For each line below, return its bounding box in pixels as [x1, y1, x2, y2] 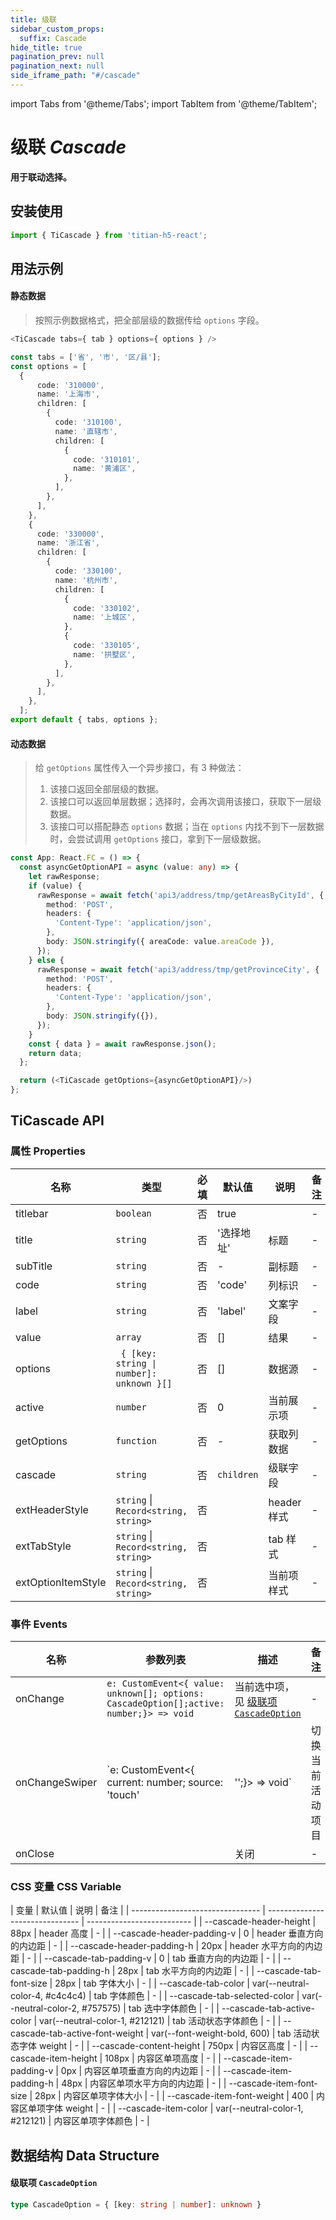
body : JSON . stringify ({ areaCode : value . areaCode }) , [46, 937, 275, 947]
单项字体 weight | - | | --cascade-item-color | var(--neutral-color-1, [27, 2102, 304, 2115]
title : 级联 [10, 14, 57, 25]
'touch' [106, 1788, 140, 1802]
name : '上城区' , [73, 612, 137, 623]
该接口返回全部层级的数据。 [49, 783, 165, 795]
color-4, [10, 1990, 43, 2002]
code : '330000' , [36, 529, 105, 539]
